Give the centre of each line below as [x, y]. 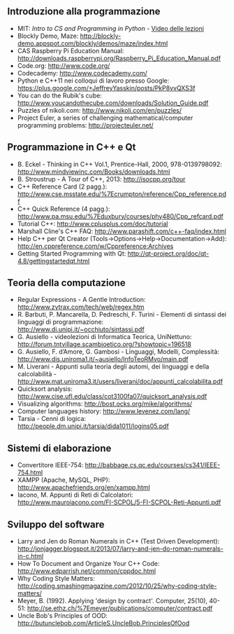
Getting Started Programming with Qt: [72, 253]
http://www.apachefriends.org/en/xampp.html [83, 488]
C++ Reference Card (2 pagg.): [62, 186]
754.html [30, 473]
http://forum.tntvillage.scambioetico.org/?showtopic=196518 [104, 344]
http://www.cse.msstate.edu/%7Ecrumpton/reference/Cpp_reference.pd [122, 194]
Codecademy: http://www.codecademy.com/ [82, 73]
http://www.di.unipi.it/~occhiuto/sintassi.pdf [81, 329]
